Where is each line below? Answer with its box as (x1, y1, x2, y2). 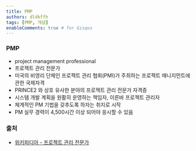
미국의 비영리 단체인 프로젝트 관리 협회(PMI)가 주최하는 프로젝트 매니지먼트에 (14, 71, 191, 79)
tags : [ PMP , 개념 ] (6, 19, 49, 25)
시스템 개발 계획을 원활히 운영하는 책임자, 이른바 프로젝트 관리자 (14, 94, 160, 101)
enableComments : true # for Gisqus (6, 25, 93, 31)
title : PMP (6, 8, 33, 15)
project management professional (14, 57, 97, 64)
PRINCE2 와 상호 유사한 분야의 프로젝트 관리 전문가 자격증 (14, 86, 147, 94)
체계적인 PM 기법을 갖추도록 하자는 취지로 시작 (14, 101, 121, 108)
